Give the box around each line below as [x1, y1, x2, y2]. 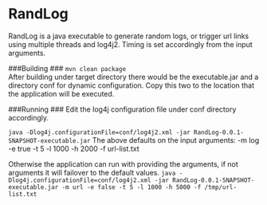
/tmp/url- [204, 183, 238, 191]
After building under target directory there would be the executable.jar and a [8, 72, 259, 81]
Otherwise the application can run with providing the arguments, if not [8, 159, 239, 168]
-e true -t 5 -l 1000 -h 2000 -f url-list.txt [8, 144, 139, 153]
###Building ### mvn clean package [8, 63, 126, 73]
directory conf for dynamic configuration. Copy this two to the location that [8, 81, 255, 90]
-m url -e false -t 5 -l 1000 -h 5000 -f [61, 183, 202, 191]
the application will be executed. [8, 89, 115, 98]
